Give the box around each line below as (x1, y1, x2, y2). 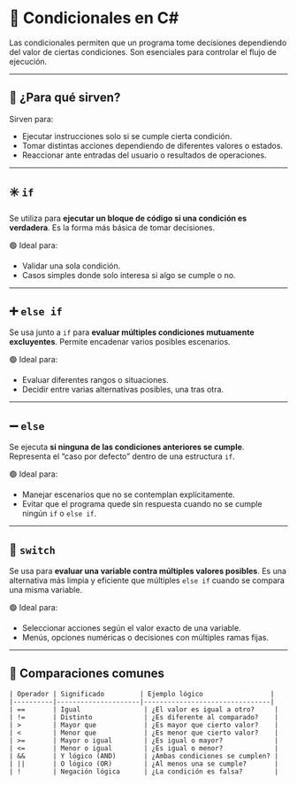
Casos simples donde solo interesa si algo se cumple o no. (21, 269, 236, 280)
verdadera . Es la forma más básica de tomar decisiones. (9, 222, 215, 233)
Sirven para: (9, 113, 54, 124)
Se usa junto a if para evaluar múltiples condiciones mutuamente (9, 327, 255, 338)
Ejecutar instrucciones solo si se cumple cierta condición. (21, 130, 232, 141)
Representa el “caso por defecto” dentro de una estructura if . (9, 451, 236, 462)
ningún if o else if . (21, 509, 97, 519)
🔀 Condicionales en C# (9, 8, 179, 28)
